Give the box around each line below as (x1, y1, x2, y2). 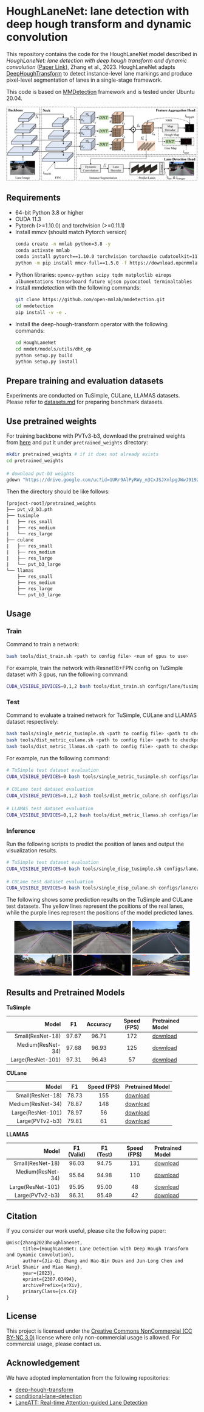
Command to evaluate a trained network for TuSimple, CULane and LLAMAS (6, 711, 197, 719)
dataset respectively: (6, 718, 59, 726)
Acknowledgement (6, 1358, 80, 1368)
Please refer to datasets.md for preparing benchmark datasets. (6, 398, 164, 406)
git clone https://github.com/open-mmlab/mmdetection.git (15, 297, 165, 303)
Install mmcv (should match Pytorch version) (15, 228, 127, 235)
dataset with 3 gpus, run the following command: (6, 671, 129, 678)
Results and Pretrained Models (6, 988, 126, 998)
